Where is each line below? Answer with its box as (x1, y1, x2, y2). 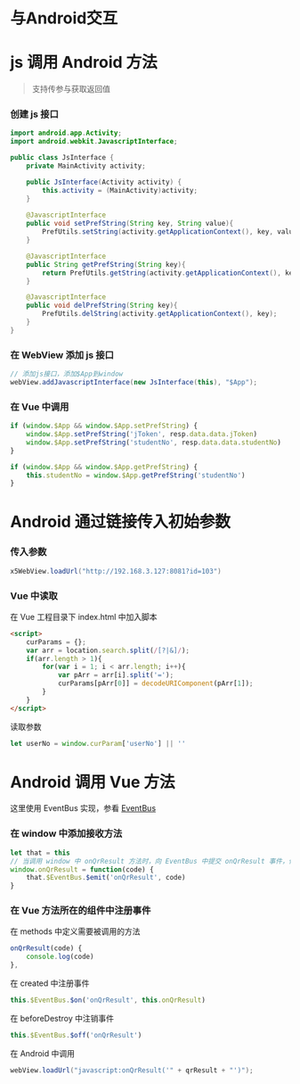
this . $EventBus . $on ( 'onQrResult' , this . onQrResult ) (10, 996, 206, 1005)
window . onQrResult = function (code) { (10, 865, 154, 874)
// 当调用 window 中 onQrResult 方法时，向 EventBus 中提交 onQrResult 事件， (10, 856, 289, 865)
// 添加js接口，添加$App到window (10, 369, 124, 379)
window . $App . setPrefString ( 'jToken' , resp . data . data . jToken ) (26, 430, 257, 439)
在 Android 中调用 (10, 1047, 75, 1058)
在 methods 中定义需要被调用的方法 (10, 926, 141, 937)
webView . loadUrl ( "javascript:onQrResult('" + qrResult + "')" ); (10, 1065, 254, 1075)
